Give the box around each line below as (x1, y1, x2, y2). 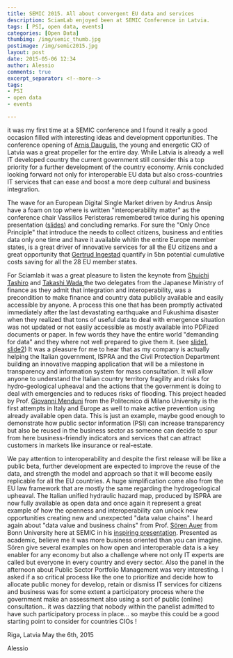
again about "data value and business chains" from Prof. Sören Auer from (7, 521, 218, 529)
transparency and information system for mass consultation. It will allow (7, 367, 214, 376)
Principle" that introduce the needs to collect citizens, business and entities (7, 227, 223, 236)
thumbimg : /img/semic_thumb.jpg (7, 36, 101, 43)
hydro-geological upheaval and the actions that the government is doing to (7, 382, 222, 390)
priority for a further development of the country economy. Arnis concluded (7, 163, 224, 171)
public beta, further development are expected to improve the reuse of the (7, 462, 220, 470)
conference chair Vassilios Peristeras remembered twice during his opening (7, 213, 225, 221)
